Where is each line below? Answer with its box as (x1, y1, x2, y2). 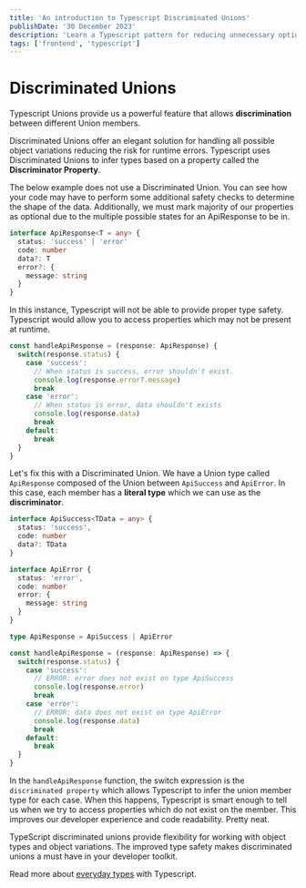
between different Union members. (9, 117, 141, 128)
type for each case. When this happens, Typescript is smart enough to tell (9, 794, 288, 806)
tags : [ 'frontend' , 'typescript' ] (9, 38, 141, 48)
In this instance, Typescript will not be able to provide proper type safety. (9, 304, 284, 315)
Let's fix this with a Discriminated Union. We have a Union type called (9, 468, 270, 479)
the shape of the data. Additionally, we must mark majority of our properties (9, 201, 294, 212)
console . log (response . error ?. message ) (33, 375, 181, 384)
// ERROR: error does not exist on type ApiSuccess (33, 674, 234, 683)
